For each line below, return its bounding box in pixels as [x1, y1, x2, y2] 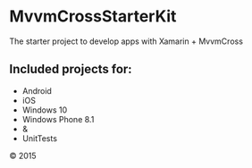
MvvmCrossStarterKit [9, 6, 177, 27]
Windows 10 [21, 105, 68, 115]
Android [21, 85, 52, 96]
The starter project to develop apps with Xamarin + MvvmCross [9, 36, 244, 46]
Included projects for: [9, 62, 132, 77]
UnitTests [21, 132, 58, 144]
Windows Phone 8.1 [21, 113, 95, 124]
